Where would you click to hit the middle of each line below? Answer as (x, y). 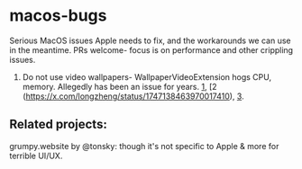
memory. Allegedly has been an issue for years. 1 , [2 (120, 86)
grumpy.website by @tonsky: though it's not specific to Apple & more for (144, 146)
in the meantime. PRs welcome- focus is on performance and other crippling (151, 49)
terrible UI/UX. (36, 156)
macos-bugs (58, 16)
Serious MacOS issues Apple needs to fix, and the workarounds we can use (150, 40)
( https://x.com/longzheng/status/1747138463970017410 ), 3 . (133, 96)
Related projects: (59, 125)
